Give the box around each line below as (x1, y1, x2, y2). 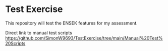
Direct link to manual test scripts (5, 29, 72, 35)
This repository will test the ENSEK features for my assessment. (5, 20, 138, 26)
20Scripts (5, 40, 26, 46)
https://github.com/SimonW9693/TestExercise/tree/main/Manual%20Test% (5, 35, 163, 41)
